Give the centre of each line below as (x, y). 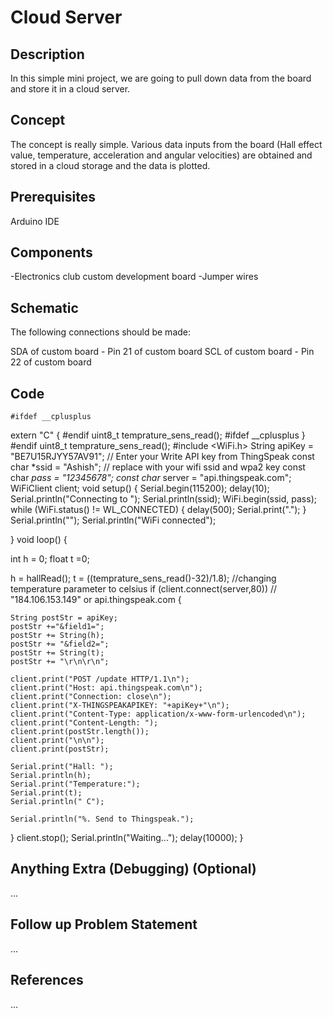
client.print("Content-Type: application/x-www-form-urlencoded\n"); (158, 714)
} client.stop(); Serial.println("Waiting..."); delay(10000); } (127, 838)
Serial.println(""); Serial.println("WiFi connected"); (113, 520)
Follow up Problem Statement (104, 924)
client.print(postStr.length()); (80, 732)
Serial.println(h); (51, 776)
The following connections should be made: (101, 332)
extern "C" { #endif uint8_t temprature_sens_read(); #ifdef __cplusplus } (158, 435)
